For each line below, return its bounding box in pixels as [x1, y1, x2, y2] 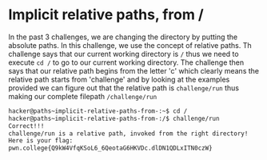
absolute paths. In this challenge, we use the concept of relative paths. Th [8, 40, 252, 50]
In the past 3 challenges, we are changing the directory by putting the [8, 32, 238, 42]
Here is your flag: [8, 137, 74, 145]
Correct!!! [8, 122, 45, 130]
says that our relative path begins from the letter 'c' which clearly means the [8, 66, 260, 75]
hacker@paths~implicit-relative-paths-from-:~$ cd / [8, 106, 188, 115]
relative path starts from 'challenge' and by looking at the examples [8, 74, 230, 84]
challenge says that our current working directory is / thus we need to [8, 49, 239, 58]
